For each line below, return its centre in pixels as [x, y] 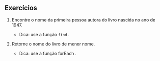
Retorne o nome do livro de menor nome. [53, 44]
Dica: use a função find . [44, 34]
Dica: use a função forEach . [48, 53]
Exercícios [21, 8]
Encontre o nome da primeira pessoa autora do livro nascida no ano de [83, 20]
